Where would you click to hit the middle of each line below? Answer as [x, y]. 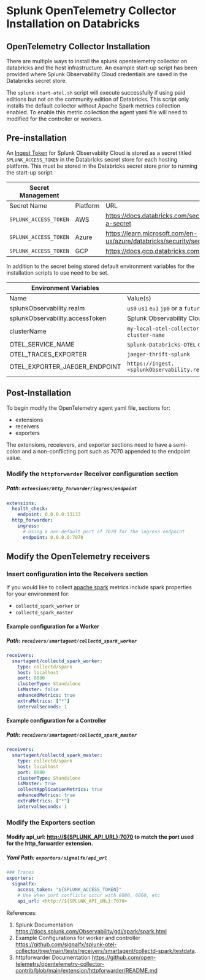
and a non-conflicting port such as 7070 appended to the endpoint [106, 451]
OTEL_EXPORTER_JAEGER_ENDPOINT [65, 366]
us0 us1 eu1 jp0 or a [154, 308]
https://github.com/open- [124, 957]
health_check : [30, 509]
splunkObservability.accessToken [58, 318]
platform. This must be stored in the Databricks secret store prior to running [102, 166]
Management [39, 195]
